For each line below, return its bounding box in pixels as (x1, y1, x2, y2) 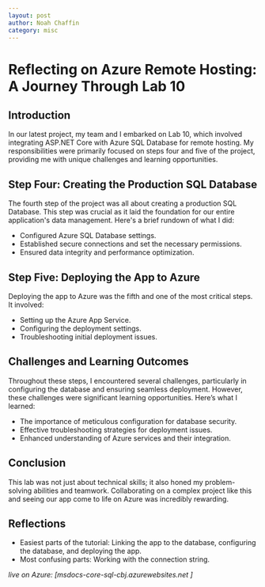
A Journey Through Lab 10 (8, 77, 186, 95)
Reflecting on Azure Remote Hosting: (8, 60, 257, 78)
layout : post (8, 11, 51, 20)
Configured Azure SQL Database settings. (19, 231, 157, 240)
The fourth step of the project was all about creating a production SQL (8, 199, 237, 208)
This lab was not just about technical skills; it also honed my (8, 477, 203, 487)
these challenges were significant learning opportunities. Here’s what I (8, 392, 237, 402)
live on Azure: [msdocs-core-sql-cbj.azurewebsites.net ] (8, 570, 194, 580)
